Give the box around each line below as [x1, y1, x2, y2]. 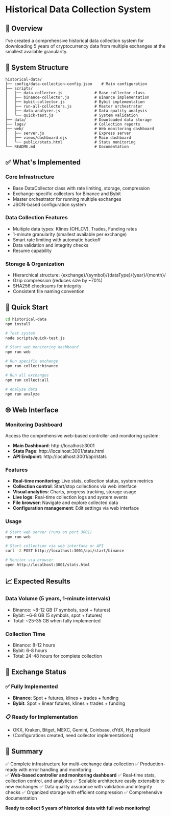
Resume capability [12, 247, 52, 254]
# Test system [5, 330, 36, 336]
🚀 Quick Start [5, 303, 48, 312]
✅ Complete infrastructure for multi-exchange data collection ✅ [5, 761, 139, 767]
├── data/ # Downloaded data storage [5, 117, 152, 122]
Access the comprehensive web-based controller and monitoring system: [5, 433, 160, 439]
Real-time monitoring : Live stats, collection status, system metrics [12, 478, 154, 484]
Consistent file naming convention [12, 288, 85, 295]
